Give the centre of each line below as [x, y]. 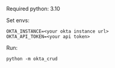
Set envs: [18, 20]
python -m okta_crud [32, 59]
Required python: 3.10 [33, 9]
